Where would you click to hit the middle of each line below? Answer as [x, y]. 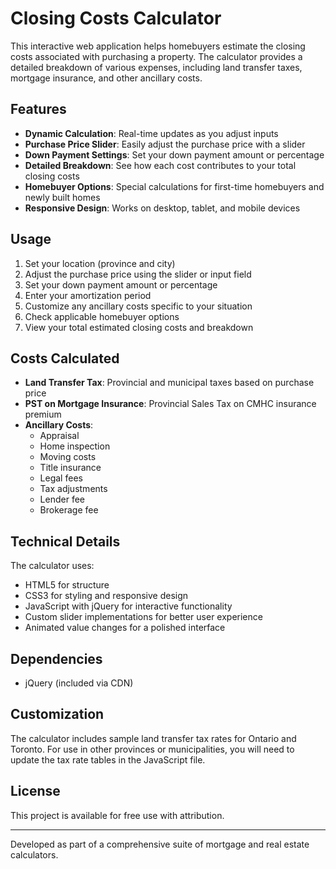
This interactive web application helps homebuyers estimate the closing [158, 46]
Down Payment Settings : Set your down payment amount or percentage [174, 154]
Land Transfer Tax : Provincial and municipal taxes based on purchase [169, 383]
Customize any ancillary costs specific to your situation [138, 306]
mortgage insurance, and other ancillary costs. [106, 78]
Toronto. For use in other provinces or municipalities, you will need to [152, 749]
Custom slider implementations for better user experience [143, 617]
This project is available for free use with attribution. [117, 815]
